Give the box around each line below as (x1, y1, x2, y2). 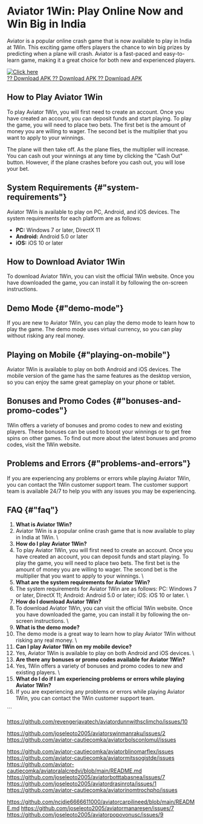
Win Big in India (7, 17, 86, 31)
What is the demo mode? (15, 624, 80, 631)
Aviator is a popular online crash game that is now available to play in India (7, 37, 192, 44)
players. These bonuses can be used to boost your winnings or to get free (7, 428, 192, 435)
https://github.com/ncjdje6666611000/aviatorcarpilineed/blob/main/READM (7, 798, 195, 806)
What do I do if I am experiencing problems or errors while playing (15, 675, 185, 682)
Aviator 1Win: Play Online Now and (7, 4, 184, 18)
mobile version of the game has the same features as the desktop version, (7, 372, 192, 379)
